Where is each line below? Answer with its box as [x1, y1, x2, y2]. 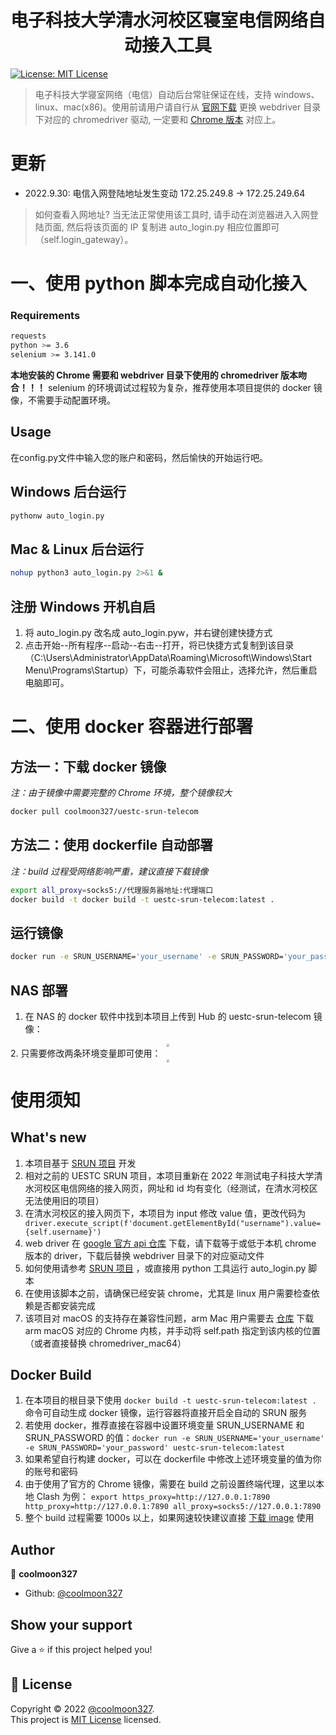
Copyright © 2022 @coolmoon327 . [10, 1702, 155, 1715]
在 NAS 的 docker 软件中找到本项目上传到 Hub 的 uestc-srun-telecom [24, 1010, 312, 1022]
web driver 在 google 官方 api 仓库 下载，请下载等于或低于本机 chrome [24, 1237, 317, 1249]
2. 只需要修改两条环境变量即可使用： [10, 1047, 162, 1059]
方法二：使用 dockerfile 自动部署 [10, 837, 214, 854]
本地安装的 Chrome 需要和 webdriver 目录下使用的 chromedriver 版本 [10, 369, 299, 381]
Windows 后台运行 [10, 484, 127, 501]
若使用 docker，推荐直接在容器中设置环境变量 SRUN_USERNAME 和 [24, 1419, 305, 1431]
